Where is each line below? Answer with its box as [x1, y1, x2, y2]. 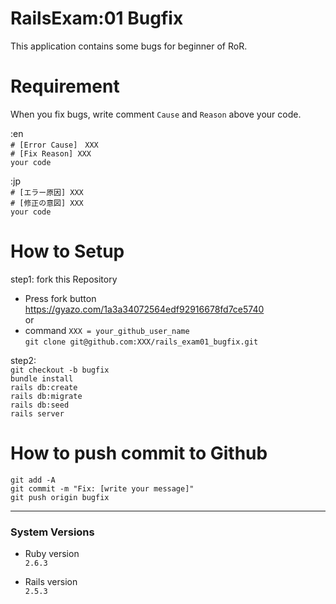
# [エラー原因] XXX [10, 187, 84, 197]
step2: [10, 354, 37, 366]
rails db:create [10, 382, 78, 392]
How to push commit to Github [10, 442, 268, 464]
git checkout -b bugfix [10, 365, 110, 375]
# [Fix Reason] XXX [10, 148, 92, 159]
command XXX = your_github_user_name [24, 324, 190, 336]
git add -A [10, 475, 56, 485]
